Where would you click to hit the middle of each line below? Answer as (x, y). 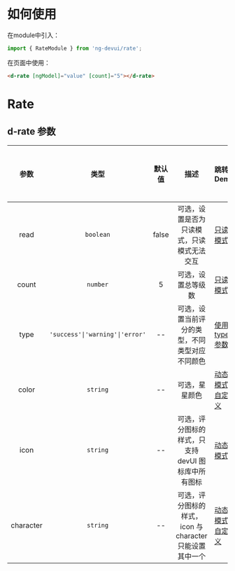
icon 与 (192, 526)
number (98, 284)
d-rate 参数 (31, 131)
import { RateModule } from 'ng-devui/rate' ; (74, 48)
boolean (98, 234)
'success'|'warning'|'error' (98, 334)
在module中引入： (34, 35)
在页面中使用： (29, 62)
